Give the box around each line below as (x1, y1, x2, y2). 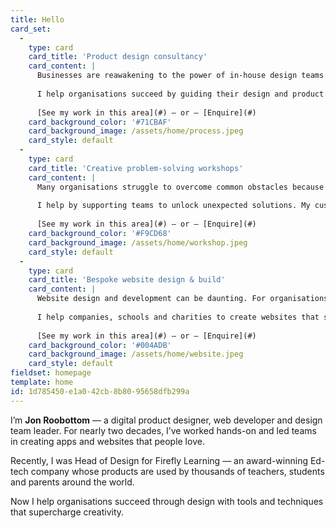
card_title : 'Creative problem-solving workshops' (28, 163, 244, 173)
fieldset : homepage (10, 368, 92, 378)
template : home (10, 377, 74, 387)
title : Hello (10, 14, 65, 25)
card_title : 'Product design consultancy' (28, 52, 208, 62)
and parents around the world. (10, 476, 135, 488)
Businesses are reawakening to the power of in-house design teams (36, 71, 325, 81)
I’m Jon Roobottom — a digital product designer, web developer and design (10, 414, 323, 426)
